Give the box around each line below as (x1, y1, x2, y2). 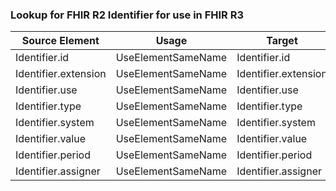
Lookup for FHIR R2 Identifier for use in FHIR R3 (10, 8, 245, 22)
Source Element (21, 34, 100, 48)
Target (266, 34, 298, 48)
